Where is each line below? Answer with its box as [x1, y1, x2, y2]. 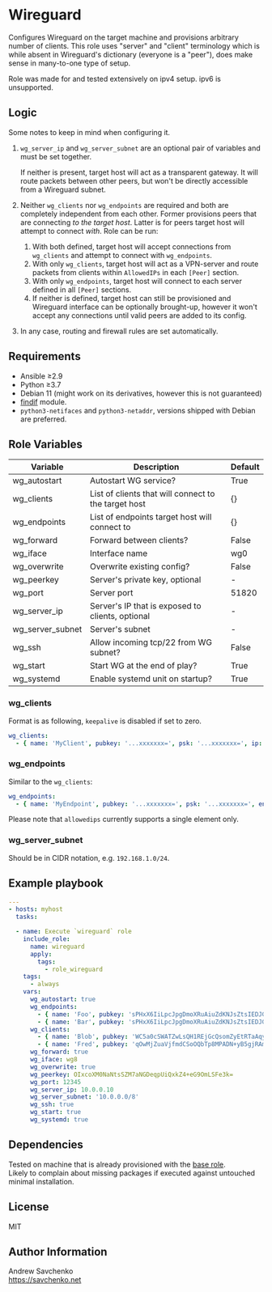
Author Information [8, 1244, 108, 1259]
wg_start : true [29, 1108, 82, 1116]
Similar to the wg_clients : [8, 777, 93, 786]
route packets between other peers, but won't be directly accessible [19, 176, 249, 185]
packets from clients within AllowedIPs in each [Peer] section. [32, 267, 240, 277]
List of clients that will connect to [90, 488, 215, 499]
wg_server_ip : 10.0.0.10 [29, 1086, 114, 1094]
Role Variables [8, 437, 83, 451]
